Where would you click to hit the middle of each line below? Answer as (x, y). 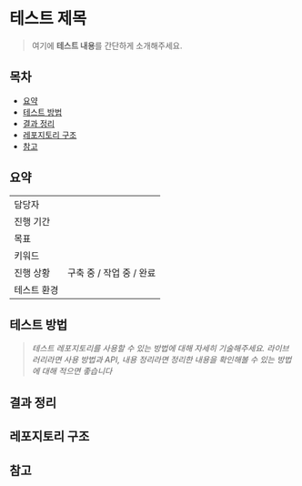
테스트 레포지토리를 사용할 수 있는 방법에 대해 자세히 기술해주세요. (148, 349)
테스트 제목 (48, 19)
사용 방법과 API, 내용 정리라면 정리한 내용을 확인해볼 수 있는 (169, 359)
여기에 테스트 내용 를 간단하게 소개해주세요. (107, 46)
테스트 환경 (36, 289)
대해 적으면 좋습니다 (77, 371)
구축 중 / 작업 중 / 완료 (111, 272)
